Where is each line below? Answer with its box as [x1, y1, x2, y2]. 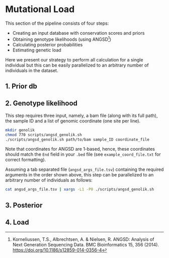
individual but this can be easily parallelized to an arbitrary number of [5, 62, 149, 68]
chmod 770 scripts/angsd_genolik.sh [5, 132, 82, 137]
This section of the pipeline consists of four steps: [5, 20, 109, 26]
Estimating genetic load [12, 47, 61, 53]
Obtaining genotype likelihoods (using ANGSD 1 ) [12, 35, 112, 42]
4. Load [5, 218, 29, 227]
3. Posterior [5, 201, 43, 210]
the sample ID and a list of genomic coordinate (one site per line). [5, 117, 141, 124]
